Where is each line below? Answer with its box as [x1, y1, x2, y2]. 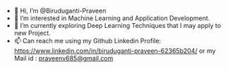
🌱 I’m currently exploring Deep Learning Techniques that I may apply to [13, 22, 221, 29]
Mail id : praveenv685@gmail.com [13, 54, 114, 62]
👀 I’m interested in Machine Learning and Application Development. [13, 14, 210, 22]
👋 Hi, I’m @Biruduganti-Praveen [13, 7, 107, 15]
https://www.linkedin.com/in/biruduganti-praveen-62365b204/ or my [13, 47, 216, 55]
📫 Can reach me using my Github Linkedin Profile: [13, 37, 161, 45]
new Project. [13, 29, 51, 37]
